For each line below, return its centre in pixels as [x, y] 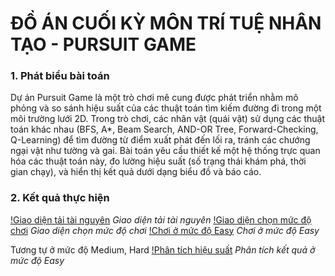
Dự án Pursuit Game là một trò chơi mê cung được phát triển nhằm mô [154, 98]
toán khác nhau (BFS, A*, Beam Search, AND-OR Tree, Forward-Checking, [164, 129]
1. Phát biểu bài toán [60, 76]
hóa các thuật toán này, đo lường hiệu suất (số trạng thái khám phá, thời [158, 161]
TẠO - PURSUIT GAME [103, 44]
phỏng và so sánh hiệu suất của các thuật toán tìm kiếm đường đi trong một [166, 108]
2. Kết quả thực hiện [60, 198]
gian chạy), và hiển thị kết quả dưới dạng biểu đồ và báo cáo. [136, 172]
